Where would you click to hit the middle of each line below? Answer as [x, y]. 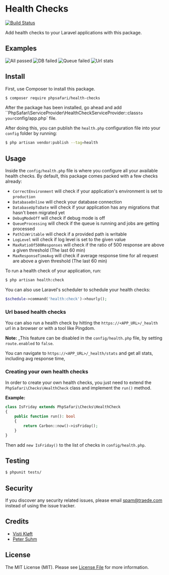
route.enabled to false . [30, 344]
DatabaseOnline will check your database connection [67, 202]
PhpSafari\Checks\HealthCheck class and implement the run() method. [78, 388]
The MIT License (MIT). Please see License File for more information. [77, 567]
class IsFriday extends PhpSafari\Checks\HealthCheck [63, 407]
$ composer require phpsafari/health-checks [53, 98]
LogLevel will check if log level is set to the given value [69, 239]
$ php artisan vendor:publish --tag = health [52, 143]
